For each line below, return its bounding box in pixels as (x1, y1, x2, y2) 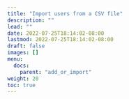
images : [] (7, 49, 39, 56)
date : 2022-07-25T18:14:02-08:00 (7, 29, 105, 37)
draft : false (7, 43, 45, 49)
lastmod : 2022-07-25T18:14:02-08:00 (7, 36, 114, 43)
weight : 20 (7, 75, 39, 82)
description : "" (7, 17, 54, 24)
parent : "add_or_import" (20, 68, 92, 75)
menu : (7, 56, 23, 63)
